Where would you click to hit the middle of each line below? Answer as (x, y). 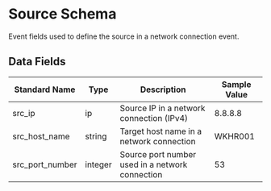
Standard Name (45, 89)
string (96, 136)
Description (163, 89)
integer (98, 164)
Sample (236, 84)
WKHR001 (235, 136)
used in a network (154, 164)
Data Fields (37, 62)
